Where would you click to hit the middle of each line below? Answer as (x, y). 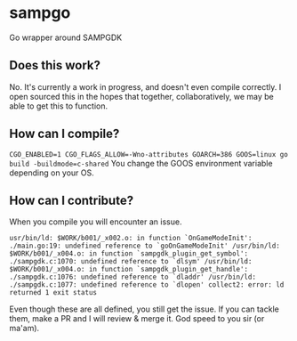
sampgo (40, 13)
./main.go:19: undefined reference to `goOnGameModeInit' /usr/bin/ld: (144, 246)
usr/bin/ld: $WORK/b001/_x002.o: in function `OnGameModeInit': (131, 239)
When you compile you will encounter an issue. (96, 222)
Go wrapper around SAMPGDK (66, 37)
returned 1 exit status (53, 293)
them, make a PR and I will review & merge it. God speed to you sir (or (137, 319)
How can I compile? (64, 134)
